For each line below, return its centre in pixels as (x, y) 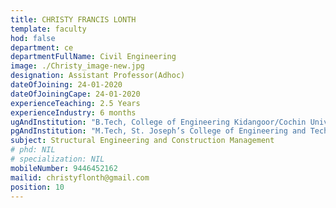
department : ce (42, 47)
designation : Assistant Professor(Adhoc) (98, 76)
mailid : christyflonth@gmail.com (80, 177)
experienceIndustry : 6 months (73, 112)
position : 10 (37, 187)
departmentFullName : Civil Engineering (93, 57)
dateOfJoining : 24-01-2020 (66, 85)
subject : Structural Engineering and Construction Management (142, 141)
